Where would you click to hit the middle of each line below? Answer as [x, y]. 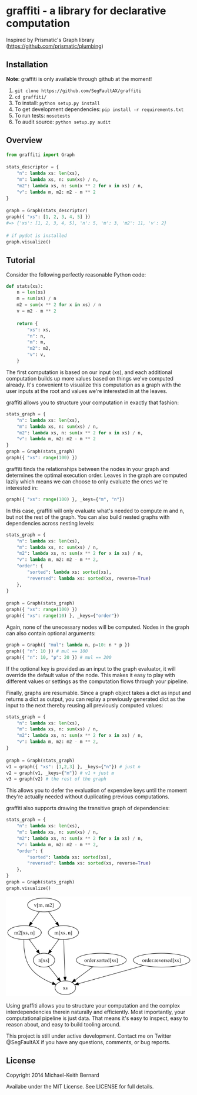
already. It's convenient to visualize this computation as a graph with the [94, 385]
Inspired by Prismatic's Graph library [50, 40]
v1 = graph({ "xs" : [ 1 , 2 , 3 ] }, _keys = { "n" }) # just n [74, 766]
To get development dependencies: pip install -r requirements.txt [99, 109]
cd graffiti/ [31, 97]
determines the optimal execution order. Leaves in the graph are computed [97, 475]
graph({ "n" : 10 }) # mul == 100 [47, 651]
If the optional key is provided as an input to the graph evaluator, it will [91, 668]
